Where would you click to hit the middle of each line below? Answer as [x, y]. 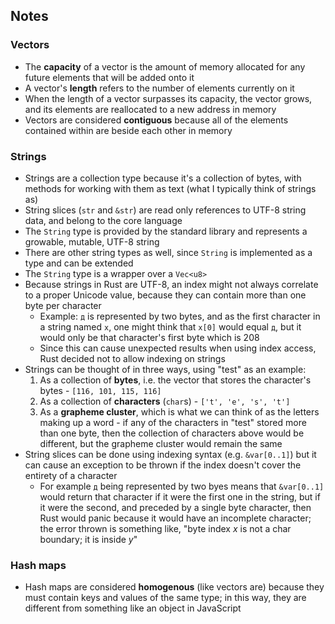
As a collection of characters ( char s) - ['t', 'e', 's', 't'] [165, 401]
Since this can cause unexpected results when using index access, [178, 348]
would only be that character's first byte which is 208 [149, 337]
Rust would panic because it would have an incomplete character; [175, 518]
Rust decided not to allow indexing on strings [132, 358]
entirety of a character [71, 475]
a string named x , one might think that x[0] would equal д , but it [170, 326]
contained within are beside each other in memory [128, 130]
